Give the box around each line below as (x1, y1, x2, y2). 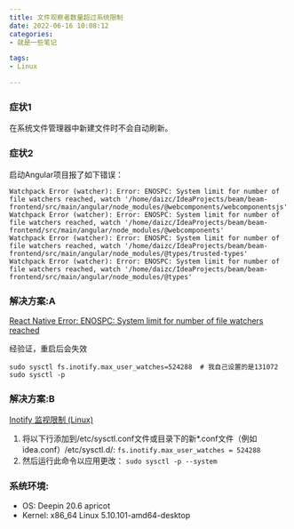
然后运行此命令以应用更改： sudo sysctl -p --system (21, 455, 218, 467)
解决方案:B (9, 392, 55, 405)
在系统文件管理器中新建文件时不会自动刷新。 (9, 123, 173, 133)
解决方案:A (9, 294, 56, 307)
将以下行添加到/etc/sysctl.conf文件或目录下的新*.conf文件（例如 (21, 433, 258, 445)
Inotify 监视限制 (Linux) (9, 414, 94, 425)
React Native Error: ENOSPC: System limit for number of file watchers (9, 315, 264, 325)
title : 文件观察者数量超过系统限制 (9, 12, 123, 22)
